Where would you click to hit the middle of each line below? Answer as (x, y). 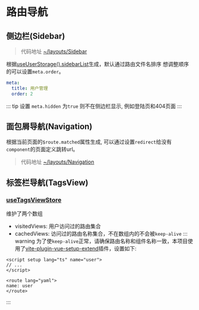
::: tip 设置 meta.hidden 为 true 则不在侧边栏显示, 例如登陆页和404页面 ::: (94, 106)
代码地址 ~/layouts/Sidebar (54, 51)
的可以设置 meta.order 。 (35, 71)
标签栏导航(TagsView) (48, 182)
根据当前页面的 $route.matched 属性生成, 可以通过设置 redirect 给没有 (89, 142)
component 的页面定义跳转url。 (42, 149)
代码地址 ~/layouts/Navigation (57, 162)
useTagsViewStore (34, 200)
